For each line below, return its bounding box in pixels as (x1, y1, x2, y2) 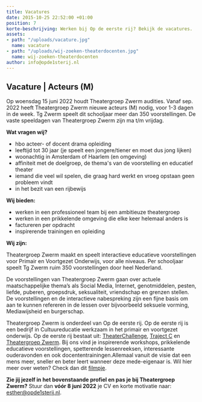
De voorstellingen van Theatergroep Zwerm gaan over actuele (6, 276, 161, 283)
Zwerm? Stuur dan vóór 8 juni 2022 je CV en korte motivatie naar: (6, 383, 172, 390)
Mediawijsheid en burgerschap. (6, 308, 85, 315)
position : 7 (6, 20, 36, 26)
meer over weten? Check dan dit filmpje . (6, 365, 107, 372)
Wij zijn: (6, 240, 27, 247)
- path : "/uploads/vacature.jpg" (6, 37, 90, 43)
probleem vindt (14, 179, 53, 186)
